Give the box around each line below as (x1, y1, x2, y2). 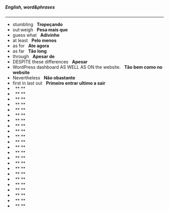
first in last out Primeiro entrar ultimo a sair (12, 80, 106, 86)
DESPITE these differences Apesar (12, 58, 88, 65)
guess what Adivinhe (12, 32, 60, 38)
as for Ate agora (12, 43, 49, 49)
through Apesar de (12, 53, 55, 59)
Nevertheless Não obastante (12, 74, 75, 80)
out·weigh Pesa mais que (12, 27, 68, 33)
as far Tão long (12, 48, 47, 54)
